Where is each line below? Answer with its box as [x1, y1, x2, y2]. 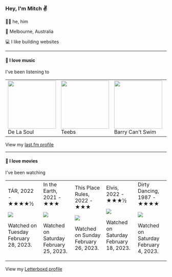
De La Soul [8, 128, 34, 135]
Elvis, [106, 184, 119, 191]
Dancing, [137, 187, 160, 194]
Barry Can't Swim [114, 128, 156, 135]
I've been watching [5, 169, 46, 175]
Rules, [75, 190, 90, 197]
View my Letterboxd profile [5, 266, 62, 272]
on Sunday [75, 231, 101, 239]
